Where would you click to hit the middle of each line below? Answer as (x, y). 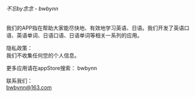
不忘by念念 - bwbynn (32, 8)
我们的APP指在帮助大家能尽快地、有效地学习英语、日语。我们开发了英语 (95, 28)
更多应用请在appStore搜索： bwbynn (52, 68)
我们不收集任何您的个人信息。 (43, 55)
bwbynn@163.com (29, 87)
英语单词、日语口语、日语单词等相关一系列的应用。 (79, 36)
